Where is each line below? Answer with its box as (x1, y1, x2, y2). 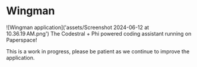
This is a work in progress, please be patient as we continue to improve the (6, 47, 190, 55)
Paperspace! (6, 36, 37, 43)
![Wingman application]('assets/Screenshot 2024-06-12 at (6, 24, 150, 31)
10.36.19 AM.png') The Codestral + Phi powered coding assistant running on (6, 30, 192, 37)
